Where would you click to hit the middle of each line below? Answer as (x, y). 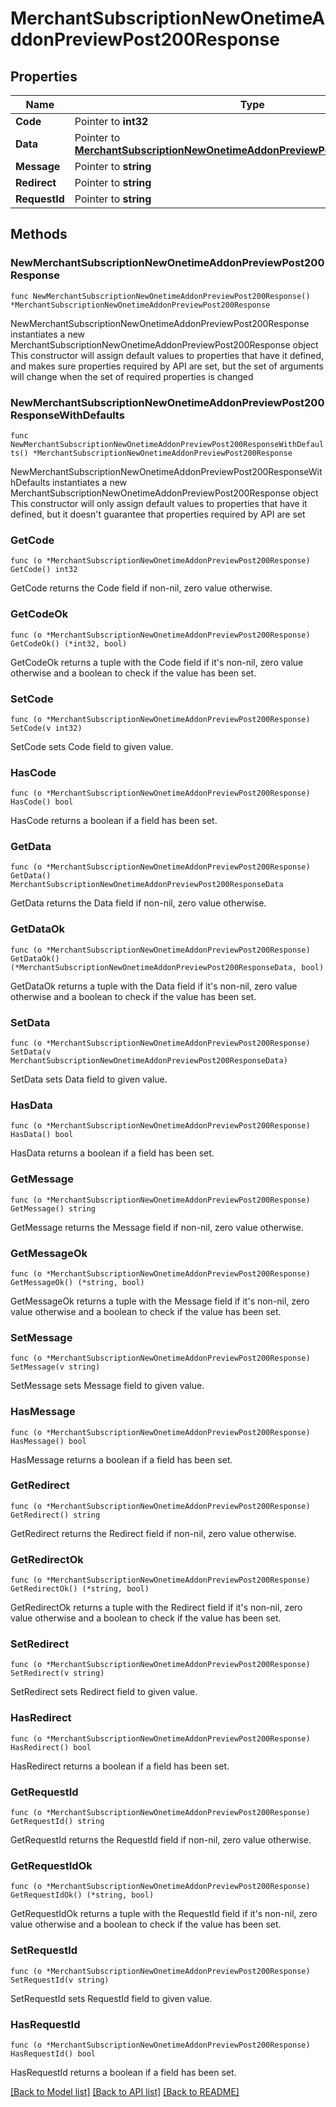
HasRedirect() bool (51, 1747)
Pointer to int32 (111, 121)
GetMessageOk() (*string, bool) (77, 1282)
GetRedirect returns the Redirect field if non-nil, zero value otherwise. (153, 1533)
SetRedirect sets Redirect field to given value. (104, 1692)
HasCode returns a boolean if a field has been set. (114, 821)
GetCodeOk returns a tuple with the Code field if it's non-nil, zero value (157, 662)
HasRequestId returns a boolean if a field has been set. (123, 2072)
